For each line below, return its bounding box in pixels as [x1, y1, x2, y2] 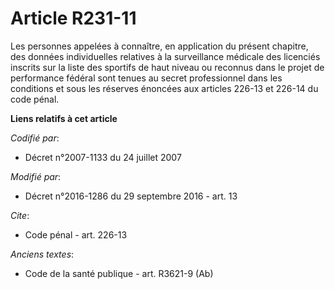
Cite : [10, 209, 30, 221]
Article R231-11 [10, 7, 137, 30]
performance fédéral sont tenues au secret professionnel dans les [10, 72, 283, 84]
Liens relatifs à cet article [10, 112, 118, 124]
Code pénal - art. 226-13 [24, 228, 128, 241]
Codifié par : [10, 132, 60, 144]
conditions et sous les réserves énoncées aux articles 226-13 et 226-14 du [10, 82, 319, 94]
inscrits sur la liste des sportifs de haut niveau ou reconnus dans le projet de [10, 61, 325, 73]
